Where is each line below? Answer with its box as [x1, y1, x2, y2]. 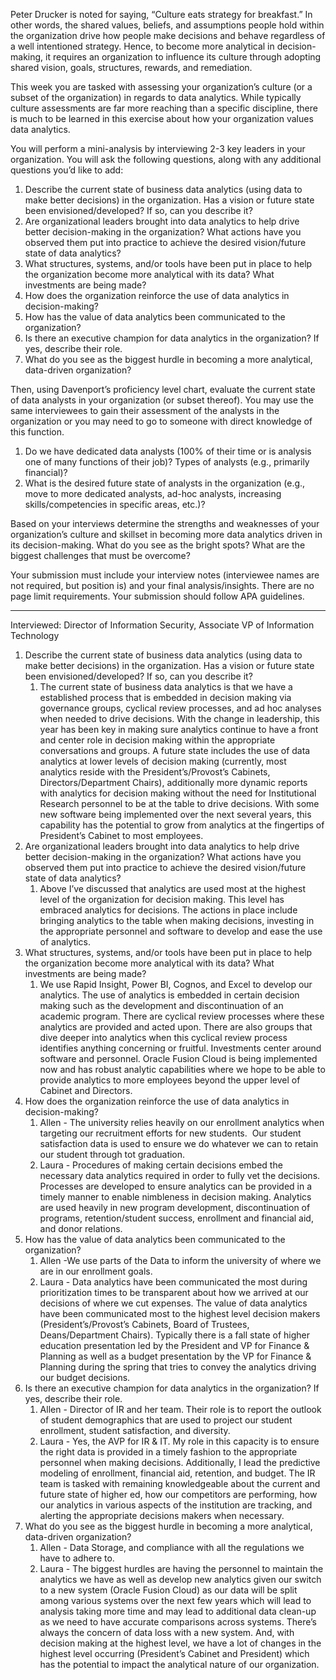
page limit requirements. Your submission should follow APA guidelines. [10, 590, 305, 602]
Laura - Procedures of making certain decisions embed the [39, 1159, 283, 1171]
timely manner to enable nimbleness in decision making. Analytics [39, 1191, 312, 1203]
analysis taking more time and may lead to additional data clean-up [39, 1605, 317, 1617]
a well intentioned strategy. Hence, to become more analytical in [10, 40, 275, 52]
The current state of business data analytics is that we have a [39, 681, 293, 693]
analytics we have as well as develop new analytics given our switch [39, 1574, 322, 1585]
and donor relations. [39, 1223, 123, 1234]
